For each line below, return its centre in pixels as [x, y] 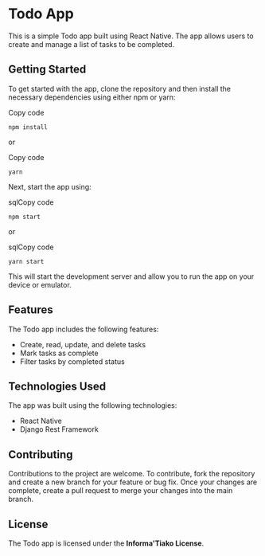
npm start [25, 217]
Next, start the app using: [50, 186]
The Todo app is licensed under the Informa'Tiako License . [106, 543]
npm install [28, 127]
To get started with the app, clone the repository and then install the [119, 88]
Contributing [41, 454]
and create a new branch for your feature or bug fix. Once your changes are [132, 482]
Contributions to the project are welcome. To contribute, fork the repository [132, 474]
